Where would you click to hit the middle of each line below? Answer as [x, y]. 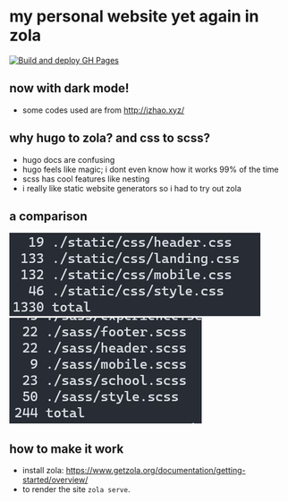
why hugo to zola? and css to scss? [110, 138]
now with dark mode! [69, 88]
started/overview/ [55, 480]
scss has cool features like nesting [86, 179]
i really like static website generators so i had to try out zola [131, 188]
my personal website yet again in [134, 17]
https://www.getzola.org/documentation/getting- [156, 471]
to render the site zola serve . [76, 489]
